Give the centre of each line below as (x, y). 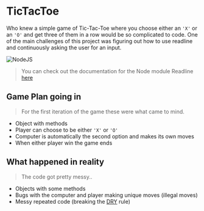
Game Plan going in (44, 97)
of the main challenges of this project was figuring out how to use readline (100, 41)
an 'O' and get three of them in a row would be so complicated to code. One (102, 34)
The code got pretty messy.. (57, 177)
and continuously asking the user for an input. (64, 48)
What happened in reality (55, 162)
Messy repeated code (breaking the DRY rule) (73, 201)
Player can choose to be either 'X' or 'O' (67, 130)
